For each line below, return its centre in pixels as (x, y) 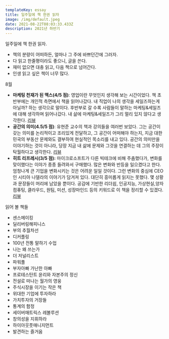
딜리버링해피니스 (29, 224)
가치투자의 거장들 (30, 300)
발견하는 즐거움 (28, 331)
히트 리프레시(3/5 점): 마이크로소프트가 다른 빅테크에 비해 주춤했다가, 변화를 (87, 158)
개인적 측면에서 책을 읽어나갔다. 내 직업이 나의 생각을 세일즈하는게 (95, 101)
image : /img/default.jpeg (32, 19)
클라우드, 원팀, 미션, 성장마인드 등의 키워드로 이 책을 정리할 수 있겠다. (95, 190)
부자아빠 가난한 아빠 (32, 268)
